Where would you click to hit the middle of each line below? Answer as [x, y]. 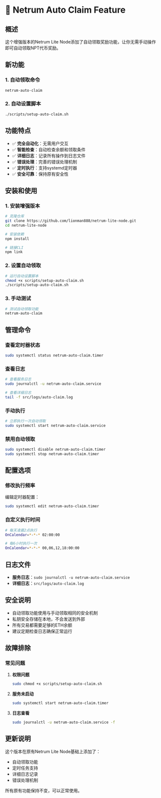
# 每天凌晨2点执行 [21, 530]
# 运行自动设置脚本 [22, 276]
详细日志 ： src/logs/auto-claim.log [48, 583]
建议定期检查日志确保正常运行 [42, 631]
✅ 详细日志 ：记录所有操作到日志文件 [49, 155]
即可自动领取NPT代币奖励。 [33, 48]
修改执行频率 [20, 485]
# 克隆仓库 [15, 216]
